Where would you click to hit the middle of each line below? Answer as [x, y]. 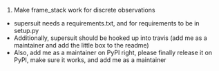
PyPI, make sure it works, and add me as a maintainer [90, 60]
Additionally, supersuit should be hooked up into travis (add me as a [110, 38]
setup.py [26, 31]
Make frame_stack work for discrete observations [84, 10]
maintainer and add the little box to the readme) [82, 45]
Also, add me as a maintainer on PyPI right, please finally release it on [113, 52]
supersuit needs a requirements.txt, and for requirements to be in [106, 23]
